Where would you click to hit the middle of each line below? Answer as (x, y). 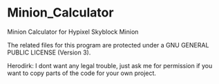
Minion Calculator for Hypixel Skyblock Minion (73, 32)
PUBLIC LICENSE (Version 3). (49, 52)
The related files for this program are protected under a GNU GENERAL (108, 45)
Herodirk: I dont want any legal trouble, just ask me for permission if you (110, 65)
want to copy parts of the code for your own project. (82, 73)
